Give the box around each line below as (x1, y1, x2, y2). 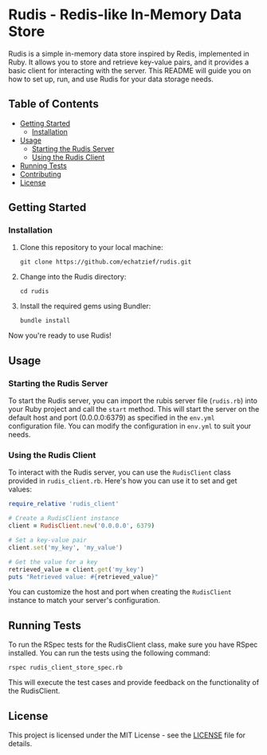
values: (8, 484, 32, 495)
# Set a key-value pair (8, 536, 88, 545)
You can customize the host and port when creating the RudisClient (8, 587, 232, 597)
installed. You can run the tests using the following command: (8, 648, 210, 658)
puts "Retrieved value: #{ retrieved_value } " (8, 573, 159, 581)
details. (8, 739, 33, 749)
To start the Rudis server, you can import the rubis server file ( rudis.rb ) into (8, 396, 257, 405)
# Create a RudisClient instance (8, 514, 120, 522)
